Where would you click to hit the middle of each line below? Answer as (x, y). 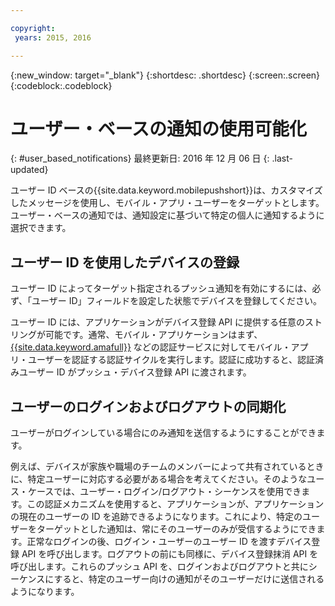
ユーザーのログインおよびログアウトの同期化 (148, 406)
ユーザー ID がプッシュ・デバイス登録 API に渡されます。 (135, 372)
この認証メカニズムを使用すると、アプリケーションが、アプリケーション (175, 504)
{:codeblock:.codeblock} (61, 85)
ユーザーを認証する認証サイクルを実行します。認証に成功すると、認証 (171, 360)
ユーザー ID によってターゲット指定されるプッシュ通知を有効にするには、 (161, 288)
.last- (282, 158)
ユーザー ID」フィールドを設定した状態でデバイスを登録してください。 (176, 301)
